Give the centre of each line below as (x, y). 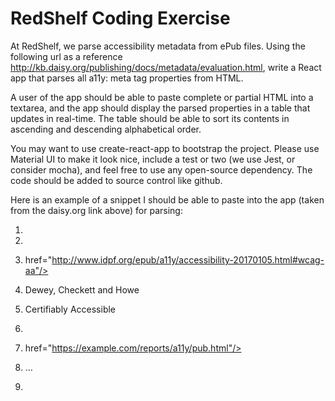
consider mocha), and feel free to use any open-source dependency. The (161, 169)
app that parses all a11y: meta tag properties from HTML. (127, 78)
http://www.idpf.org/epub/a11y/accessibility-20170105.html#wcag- (188, 259)
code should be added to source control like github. (116, 180)
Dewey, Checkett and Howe (82, 289)
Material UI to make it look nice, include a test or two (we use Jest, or (153, 159)
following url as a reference (66, 56)
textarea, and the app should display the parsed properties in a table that (160, 108)
